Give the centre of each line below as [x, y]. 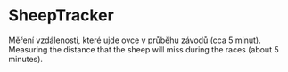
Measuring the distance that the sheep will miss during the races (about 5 [144, 49]
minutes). [26, 59]
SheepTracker [62, 16]
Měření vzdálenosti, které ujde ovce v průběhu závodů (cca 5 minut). [135, 40]
